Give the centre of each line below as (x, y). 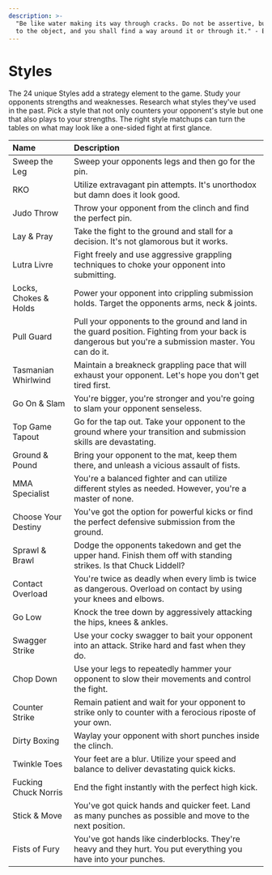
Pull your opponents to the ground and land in (161, 322)
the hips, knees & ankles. (121, 622)
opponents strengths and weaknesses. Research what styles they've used (132, 102)
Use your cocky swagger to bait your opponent (164, 635)
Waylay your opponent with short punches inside (167, 736)
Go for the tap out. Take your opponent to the (159, 422)
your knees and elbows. (119, 599)
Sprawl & (30, 550)
